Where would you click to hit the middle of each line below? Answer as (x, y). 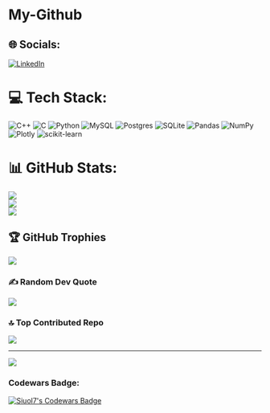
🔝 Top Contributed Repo (56, 322)
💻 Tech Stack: (58, 98)
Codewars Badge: (44, 383)
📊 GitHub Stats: (63, 168)
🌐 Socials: (35, 45)
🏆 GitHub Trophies (57, 237)
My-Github (45, 15)
